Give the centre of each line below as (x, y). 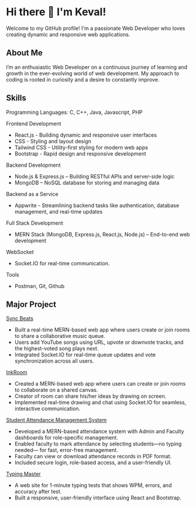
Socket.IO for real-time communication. (62, 263)
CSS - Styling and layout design (53, 141)
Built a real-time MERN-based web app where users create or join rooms (102, 330)
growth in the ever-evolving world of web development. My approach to (93, 73)
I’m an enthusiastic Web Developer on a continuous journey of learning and (97, 67)
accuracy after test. (38, 492)
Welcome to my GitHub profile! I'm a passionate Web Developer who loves (96, 28)
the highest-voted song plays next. (56, 349)
